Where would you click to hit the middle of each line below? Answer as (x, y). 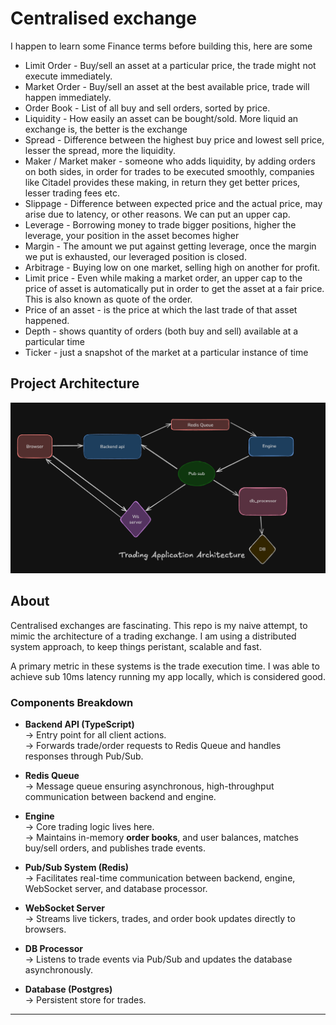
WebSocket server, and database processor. (116, 889)
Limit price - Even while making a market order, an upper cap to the (163, 278)
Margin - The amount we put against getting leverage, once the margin (170, 246)
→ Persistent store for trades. (85, 1000)
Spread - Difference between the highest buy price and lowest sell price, (174, 139)
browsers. (45, 929)
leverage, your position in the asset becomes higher (132, 235)
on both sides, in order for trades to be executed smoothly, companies (169, 171)
